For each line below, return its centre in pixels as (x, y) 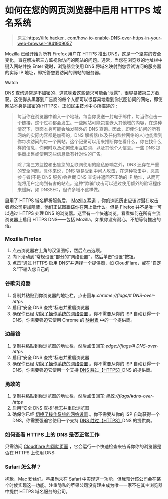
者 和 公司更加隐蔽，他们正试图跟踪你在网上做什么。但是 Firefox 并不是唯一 (81, 207)
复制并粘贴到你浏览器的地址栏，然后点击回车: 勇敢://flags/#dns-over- (83, 396)
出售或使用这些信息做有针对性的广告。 (66, 154)
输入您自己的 (36, 269)
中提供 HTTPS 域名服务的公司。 (38, 491)
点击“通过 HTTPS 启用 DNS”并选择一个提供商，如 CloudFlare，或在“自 (85, 263)
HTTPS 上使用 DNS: (35, 453)
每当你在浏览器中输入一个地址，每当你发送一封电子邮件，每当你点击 (87, 116)
